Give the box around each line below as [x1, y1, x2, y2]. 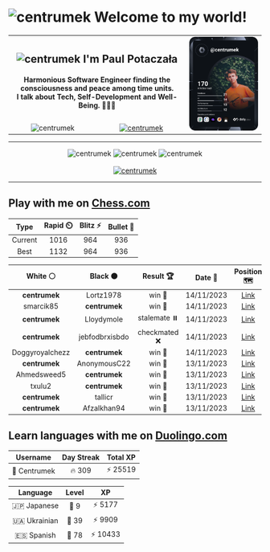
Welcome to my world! [93, 8, 247, 27]
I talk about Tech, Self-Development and [16, 92, 157, 102]
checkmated [137, 327, 179, 337]
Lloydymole [84, 314, 123, 324]
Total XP [107, 452, 137, 462]
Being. [78, 100, 100, 110]
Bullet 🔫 [108, 222, 135, 231]
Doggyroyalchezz [11, 347, 71, 357]
